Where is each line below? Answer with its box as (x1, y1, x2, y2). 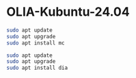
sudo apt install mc (6, 39, 66, 47)
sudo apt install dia (6, 64, 68, 72)
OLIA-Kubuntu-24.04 (6, 4, 131, 20)
